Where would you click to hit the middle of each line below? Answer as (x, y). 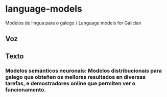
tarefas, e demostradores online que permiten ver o (70, 83)
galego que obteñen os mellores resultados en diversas (76, 77)
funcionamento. (26, 89)
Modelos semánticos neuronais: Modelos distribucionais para (84, 71)
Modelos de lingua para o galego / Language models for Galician (73, 23)
